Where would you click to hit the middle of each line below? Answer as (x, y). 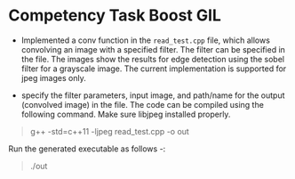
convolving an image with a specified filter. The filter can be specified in (153, 49)
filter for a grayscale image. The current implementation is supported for (154, 69)
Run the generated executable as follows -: (87, 149)
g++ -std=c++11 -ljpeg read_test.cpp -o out (110, 131)
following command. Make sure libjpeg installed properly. (126, 114)
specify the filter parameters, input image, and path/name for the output (153, 95)
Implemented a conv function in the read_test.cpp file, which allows (145, 40)
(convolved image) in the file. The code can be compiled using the (142, 104)
